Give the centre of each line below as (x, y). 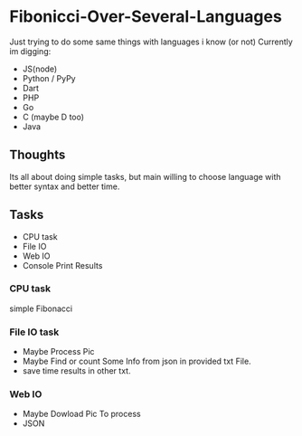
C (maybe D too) (53, 117)
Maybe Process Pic (58, 352)
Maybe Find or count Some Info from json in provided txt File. (137, 361)
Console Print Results (62, 265)
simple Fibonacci (41, 308)
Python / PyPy (49, 78)
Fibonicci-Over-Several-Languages (146, 17)
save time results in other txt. (76, 371)
